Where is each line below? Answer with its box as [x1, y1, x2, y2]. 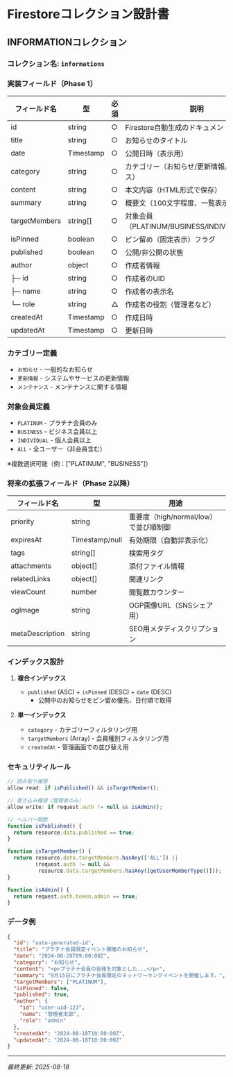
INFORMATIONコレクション [7, 36, 127, 48]
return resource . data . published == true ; [13, 829, 135, 836]
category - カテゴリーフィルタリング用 [27, 725, 138, 733]
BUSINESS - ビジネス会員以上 [17, 428, 98, 436]
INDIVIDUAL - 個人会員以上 [17, 436, 92, 444]
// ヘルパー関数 [7, 816, 48, 823]
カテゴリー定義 [7, 348, 58, 358]
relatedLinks [10, 574, 51, 583]
